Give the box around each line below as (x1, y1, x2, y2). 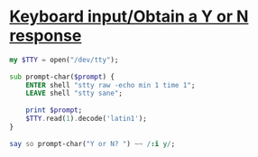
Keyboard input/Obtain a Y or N (9, 6, 249, 27)
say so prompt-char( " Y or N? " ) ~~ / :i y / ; (9, 139, 176, 148)
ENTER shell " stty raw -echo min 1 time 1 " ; (25, 80, 196, 89)
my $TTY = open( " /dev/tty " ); (9, 55, 119, 64)
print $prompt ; (25, 106, 83, 115)
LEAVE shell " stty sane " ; (25, 88, 124, 98)
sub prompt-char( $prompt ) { (9, 72, 115, 81)
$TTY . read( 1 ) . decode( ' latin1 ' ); (25, 115, 147, 124)
